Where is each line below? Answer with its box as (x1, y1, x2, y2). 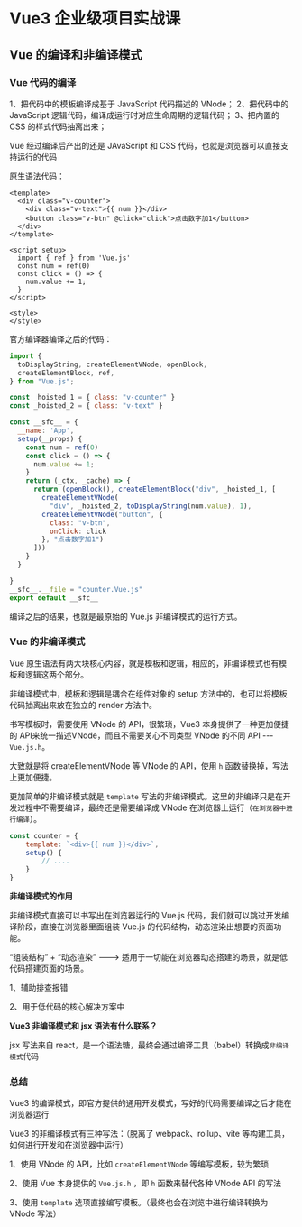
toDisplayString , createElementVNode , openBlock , (17, 360, 207, 369)
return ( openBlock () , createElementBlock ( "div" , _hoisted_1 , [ (32, 484, 277, 494)
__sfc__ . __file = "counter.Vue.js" (9, 585, 143, 594)
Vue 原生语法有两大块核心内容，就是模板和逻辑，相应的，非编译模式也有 (9, 658, 279, 669)
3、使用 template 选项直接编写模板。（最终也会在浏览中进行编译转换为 (9, 1197, 269, 1208)
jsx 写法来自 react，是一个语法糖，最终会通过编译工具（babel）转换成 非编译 (9, 1039, 290, 1051)
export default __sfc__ (9, 593, 99, 603)
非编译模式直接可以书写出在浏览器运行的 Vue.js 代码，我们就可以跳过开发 (9, 910, 282, 921)
